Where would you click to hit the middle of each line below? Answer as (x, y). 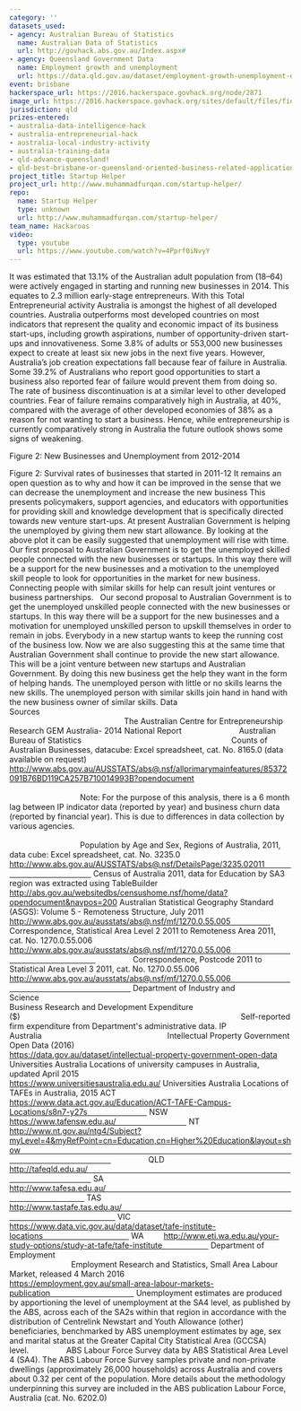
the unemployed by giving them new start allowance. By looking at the (139, 531)
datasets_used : (38, 26)
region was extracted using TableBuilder (84, 884)
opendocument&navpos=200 (64, 902)
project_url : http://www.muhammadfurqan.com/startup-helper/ (126, 185)
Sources (25, 712)
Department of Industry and (184, 989)
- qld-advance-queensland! (60, 159)
